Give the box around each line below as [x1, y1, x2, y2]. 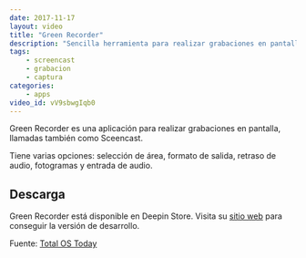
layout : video [9, 22, 64, 31]
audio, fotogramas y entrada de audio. [9, 160, 153, 171]
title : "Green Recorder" [9, 30, 104, 39]
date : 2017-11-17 [9, 13, 76, 23]
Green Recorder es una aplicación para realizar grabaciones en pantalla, [9, 123, 281, 134]
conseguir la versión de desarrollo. [9, 221, 140, 232]
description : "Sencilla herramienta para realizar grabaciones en [9, 38, 267, 48]
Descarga [9, 186, 66, 201]
